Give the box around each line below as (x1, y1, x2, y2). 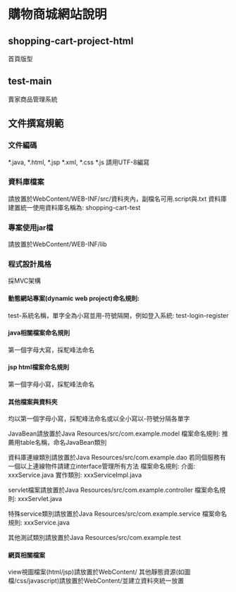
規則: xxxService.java (8, 519, 70, 527)
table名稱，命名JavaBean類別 (20, 438, 107, 447)
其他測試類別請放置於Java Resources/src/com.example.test (8, 534, 182, 542)
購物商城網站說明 (8, 6, 108, 23)
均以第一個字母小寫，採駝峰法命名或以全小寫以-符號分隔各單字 (8, 414, 190, 423)
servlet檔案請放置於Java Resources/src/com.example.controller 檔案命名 (8, 486, 220, 494)
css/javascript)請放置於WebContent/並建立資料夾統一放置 (16, 576, 185, 585)
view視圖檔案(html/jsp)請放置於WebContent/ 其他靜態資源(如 (8, 568, 185, 576)
